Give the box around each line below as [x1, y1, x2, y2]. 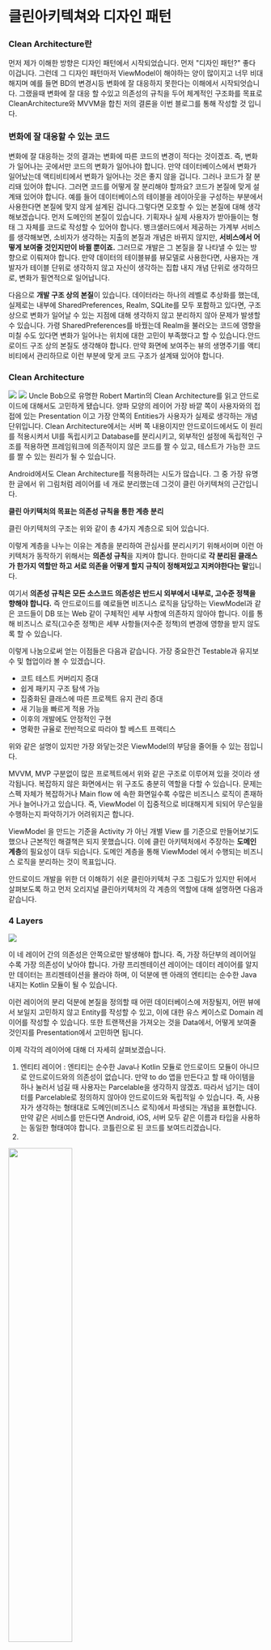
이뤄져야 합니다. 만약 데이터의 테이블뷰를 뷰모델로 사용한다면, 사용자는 [29, 252, 251, 262]
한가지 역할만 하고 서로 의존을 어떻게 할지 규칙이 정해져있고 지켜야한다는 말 [16, 561, 249, 571]
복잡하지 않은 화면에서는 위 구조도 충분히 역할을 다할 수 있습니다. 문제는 [38, 779, 263, 789]
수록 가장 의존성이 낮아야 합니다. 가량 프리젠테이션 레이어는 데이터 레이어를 [8, 960, 244, 969]
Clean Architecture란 [8, 38, 93, 49]
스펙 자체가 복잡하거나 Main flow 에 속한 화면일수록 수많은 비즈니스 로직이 [8, 789, 242, 799]
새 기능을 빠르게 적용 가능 [19, 704, 101, 714]
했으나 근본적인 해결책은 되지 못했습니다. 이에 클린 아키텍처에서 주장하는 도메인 [8, 836, 257, 847]
